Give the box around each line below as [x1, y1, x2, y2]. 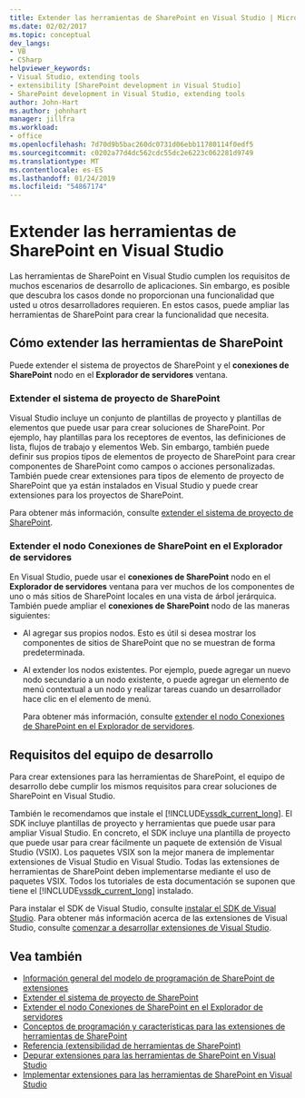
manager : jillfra [9, 114, 75, 124]
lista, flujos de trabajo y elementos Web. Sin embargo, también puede [9, 441, 270, 452]
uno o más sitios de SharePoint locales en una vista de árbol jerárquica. [9, 591, 277, 602]
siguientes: [9, 610, 51, 621]
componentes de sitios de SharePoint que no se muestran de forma [22, 638, 276, 648]
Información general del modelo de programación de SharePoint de [22, 973, 275, 984]
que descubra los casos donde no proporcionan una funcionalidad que [9, 290, 275, 301]
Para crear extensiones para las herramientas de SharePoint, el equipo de [9, 771, 286, 782]
